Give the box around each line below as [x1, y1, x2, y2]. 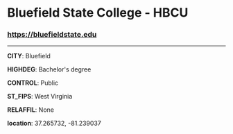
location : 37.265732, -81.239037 [7, 119, 102, 128]
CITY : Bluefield [7, 52, 51, 60]
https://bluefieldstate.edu [7, 30, 97, 40]
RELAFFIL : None [7, 106, 54, 114]
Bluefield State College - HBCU [7, 5, 189, 21]
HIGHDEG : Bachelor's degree [7, 65, 92, 74]
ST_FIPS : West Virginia [7, 92, 73, 101]
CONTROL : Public [7, 78, 59, 87]
